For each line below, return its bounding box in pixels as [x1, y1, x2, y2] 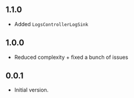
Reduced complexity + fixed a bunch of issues [14, 53, 129, 61]
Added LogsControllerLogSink [14, 20, 89, 27]
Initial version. [14, 86, 49, 94]
